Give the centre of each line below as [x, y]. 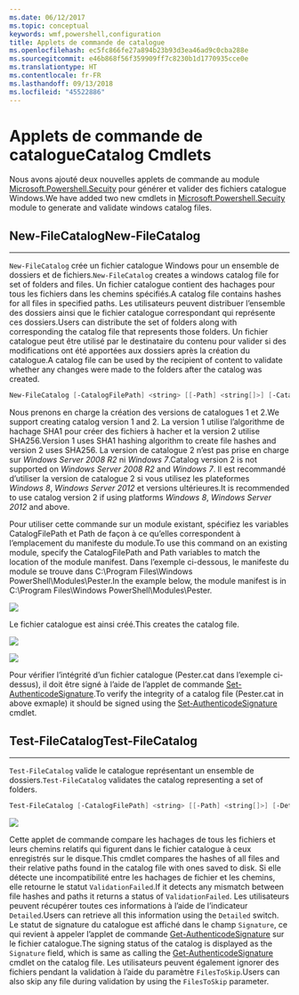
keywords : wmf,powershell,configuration [85, 34]
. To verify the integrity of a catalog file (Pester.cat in [189, 694]
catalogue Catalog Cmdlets [110, 154]
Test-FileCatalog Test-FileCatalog [104, 741]
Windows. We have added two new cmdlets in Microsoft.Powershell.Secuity [147, 198]
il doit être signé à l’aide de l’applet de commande [133, 684]
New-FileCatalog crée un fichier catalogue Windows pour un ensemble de [144, 266]
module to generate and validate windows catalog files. [110, 208]
